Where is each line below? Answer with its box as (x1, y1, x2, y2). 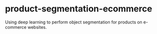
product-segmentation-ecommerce (5, 3, 152, 14)
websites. (27, 24, 47, 30)
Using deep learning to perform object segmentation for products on (5, 19, 142, 25)
